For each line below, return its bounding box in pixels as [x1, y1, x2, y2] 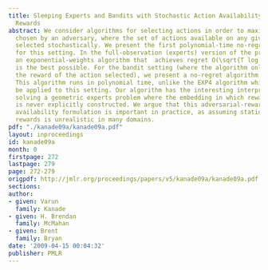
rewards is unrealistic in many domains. [15, 116, 156, 124]
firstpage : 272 [8, 153, 59, 161]
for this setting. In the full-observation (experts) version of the [15, 49, 251, 57]
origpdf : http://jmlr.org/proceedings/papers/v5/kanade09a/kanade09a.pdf [8, 175, 259, 184]
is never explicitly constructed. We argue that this [15, 101, 198, 109]
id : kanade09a [8, 137, 56, 146]
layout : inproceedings [8, 130, 84, 138]
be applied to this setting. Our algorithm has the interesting [15, 85, 234, 94]
